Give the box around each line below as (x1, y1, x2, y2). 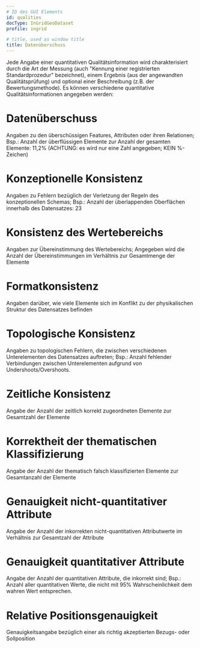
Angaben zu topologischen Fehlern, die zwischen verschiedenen (6, 347, 167, 354)
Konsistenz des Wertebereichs (6, 226, 163, 240)
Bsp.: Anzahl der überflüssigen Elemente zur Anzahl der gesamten (6, 138, 171, 145)
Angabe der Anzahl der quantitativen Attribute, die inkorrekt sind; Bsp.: (6, 575, 181, 582)
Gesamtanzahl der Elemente (6, 473, 76, 481)
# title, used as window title (6, 37, 85, 43)
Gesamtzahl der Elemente (6, 413, 70, 420)
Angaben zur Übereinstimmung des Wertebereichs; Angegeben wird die (6, 245, 185, 253)
